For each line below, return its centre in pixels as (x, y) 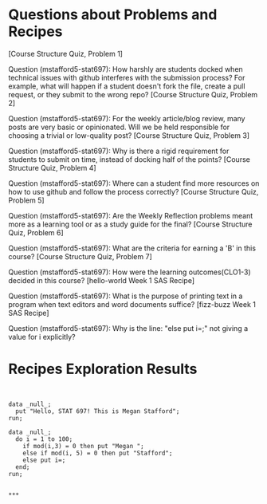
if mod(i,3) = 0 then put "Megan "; (84, 446)
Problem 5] (27, 200)
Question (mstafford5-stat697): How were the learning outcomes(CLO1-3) (130, 272)
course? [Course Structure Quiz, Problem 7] (80, 256)
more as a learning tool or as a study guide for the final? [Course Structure (130, 224)
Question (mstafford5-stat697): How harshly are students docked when (126, 69)
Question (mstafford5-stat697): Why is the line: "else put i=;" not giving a (128, 328)
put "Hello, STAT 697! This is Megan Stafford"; (98, 411)
